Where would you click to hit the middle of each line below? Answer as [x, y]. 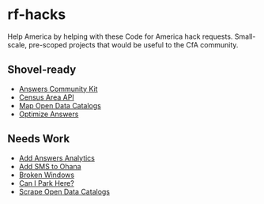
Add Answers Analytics [57, 158]
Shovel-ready [42, 70]
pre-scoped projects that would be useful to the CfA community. [133, 44]
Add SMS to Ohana [50, 166]
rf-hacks [37, 15]
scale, [17, 44]
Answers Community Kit [58, 89]
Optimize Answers [49, 114]
